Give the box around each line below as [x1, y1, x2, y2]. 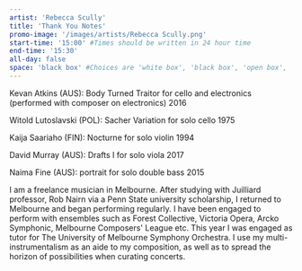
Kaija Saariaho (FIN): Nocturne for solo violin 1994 [9, 132, 195, 143]
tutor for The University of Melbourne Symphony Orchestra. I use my [9, 232, 264, 242]
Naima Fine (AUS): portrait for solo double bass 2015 [9, 167, 205, 178]
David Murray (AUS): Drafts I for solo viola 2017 [9, 149, 184, 160]
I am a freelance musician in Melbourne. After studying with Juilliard [9, 184, 262, 195]
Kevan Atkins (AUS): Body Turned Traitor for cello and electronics [9, 87, 252, 99]
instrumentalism [9, 241, 69, 252]
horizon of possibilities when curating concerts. [9, 250, 186, 261]
